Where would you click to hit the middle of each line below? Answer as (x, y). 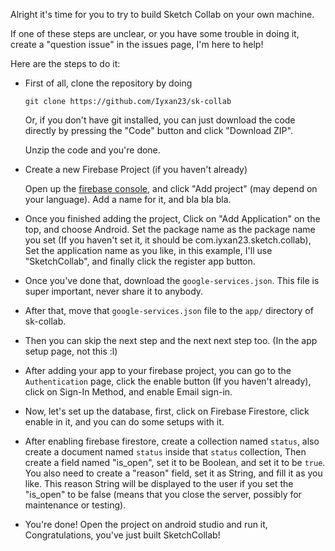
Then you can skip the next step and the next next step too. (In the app (171, 340)
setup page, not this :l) (71, 351)
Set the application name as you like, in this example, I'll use (148, 250)
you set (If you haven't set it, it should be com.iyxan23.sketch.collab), (168, 240)
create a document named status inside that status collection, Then (165, 452)
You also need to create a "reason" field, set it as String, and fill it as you (173, 473)
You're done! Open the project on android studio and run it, (146, 524)
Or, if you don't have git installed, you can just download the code (160, 120)
